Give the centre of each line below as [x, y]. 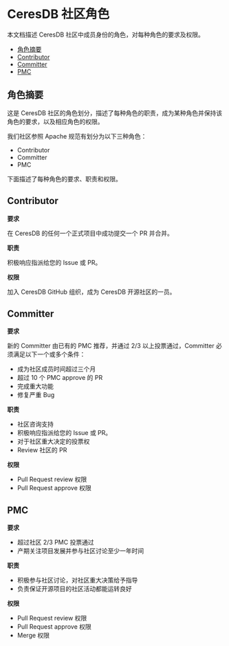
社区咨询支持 [35, 424]
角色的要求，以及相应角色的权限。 [55, 121]
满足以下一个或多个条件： [49, 354]
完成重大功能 [35, 386]
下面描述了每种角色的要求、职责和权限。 [64, 179]
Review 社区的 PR [42, 450]
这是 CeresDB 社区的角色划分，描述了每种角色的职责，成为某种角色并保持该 [115, 113]
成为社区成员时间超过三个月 [56, 369]
